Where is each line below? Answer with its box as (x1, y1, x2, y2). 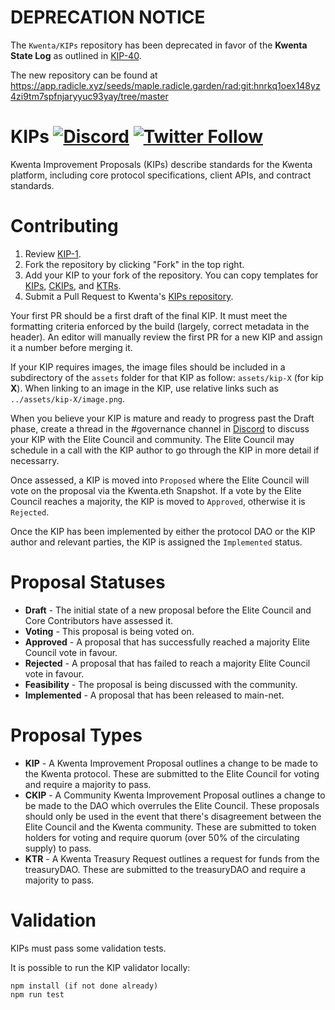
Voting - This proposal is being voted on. (24, 625, 195, 637)
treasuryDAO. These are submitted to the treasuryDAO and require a (24, 863, 307, 875)
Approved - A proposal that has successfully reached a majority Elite (24, 636, 310, 648)
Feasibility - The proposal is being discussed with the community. (24, 678, 298, 690)
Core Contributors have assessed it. (24, 614, 173, 626)
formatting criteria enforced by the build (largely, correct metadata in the (10, 320, 310, 332)
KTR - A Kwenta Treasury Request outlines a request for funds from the (24, 852, 320, 865)
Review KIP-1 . (24, 247, 82, 260)
